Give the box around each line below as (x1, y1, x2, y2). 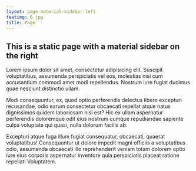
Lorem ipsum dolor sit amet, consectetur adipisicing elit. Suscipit (6, 66, 163, 74)
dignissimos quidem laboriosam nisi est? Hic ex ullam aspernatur (6, 109, 164, 116)
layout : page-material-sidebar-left (6, 8, 96, 15)
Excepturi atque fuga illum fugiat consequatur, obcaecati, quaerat (6, 133, 165, 140)
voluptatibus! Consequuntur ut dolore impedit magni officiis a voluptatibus (6, 139, 186, 146)
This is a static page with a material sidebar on (6, 41, 180, 51)
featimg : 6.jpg (6, 14, 44, 20)
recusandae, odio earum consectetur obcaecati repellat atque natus (6, 103, 171, 110)
